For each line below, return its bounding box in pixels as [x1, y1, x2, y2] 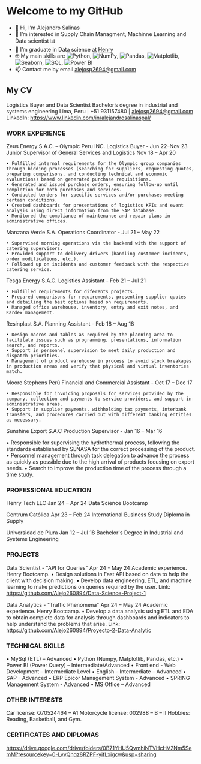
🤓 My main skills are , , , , [14, 52, 180, 59]
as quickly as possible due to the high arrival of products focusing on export [6, 458, 195, 465]
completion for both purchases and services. [6, 187, 122, 193]
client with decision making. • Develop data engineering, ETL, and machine [6, 577, 192, 584]
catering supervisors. [6, 246, 63, 252]
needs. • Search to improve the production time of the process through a [6, 465, 187, 472]
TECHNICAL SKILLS [6, 642, 65, 650]
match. [6, 369, 23, 375]
